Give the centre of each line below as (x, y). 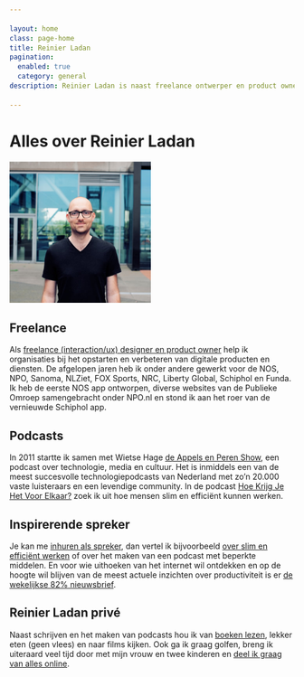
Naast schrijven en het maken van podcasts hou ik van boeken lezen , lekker (151, 635)
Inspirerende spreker (70, 524)
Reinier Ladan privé (65, 613)
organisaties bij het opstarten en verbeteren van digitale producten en (139, 359)
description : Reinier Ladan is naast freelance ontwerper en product (143, 86)
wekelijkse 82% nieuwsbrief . (63, 584)
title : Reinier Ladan (50, 48)
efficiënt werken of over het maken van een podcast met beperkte (133, 555)
